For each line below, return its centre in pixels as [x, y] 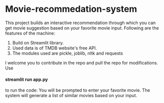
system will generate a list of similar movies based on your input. [71, 96]
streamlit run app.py [27, 79]
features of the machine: [30, 33]
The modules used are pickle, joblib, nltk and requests [67, 53]
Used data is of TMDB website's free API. [55, 48]
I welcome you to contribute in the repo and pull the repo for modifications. [82, 63]
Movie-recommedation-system [71, 9]
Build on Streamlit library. [38, 42]
